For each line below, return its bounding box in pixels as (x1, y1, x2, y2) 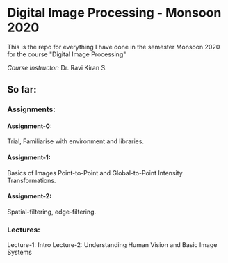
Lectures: (7, 225, 40, 234)
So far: (7, 83, 37, 95)
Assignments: (7, 104, 56, 114)
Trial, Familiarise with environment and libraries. (7, 137, 145, 145)
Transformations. (7, 176, 56, 184)
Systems (7, 248, 33, 257)
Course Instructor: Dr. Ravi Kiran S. (7, 63, 107, 72)
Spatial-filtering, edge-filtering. (7, 207, 96, 216)
